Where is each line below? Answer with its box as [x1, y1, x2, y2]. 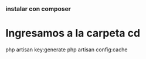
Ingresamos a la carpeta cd [5, 27, 141, 40]
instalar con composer [5, 5, 72, 13]
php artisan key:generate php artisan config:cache [5, 46, 128, 53]
